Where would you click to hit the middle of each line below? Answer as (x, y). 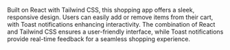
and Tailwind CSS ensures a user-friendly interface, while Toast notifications (115, 32)
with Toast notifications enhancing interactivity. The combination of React (111, 24)
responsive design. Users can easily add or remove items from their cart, (110, 17)
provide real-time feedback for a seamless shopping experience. (99, 39)
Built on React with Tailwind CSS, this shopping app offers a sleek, (101, 10)
